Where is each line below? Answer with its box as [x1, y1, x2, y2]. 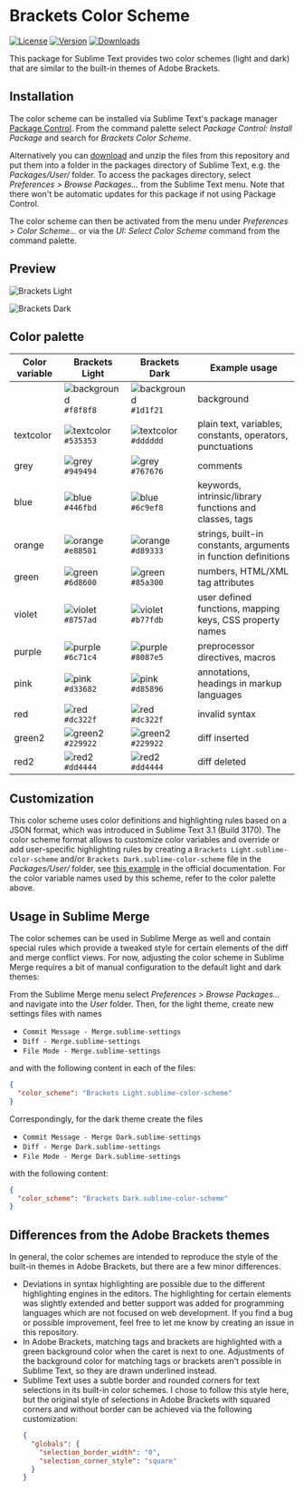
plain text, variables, [197, 418, 283, 431]
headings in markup [197, 677, 282, 690]
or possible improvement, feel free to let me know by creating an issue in [22, 1317, 294, 1329]
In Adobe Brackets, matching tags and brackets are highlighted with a [22, 1337, 282, 1348]
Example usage [209, 362, 278, 375]
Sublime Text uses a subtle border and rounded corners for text [22, 1375, 261, 1386]
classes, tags [197, 513, 253, 526]
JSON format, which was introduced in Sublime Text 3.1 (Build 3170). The [9, 824, 281, 835]
